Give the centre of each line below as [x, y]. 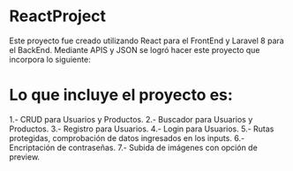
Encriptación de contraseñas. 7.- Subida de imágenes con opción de [133, 147]
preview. [25, 157]
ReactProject [58, 16]
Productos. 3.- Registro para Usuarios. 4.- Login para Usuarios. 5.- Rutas [142, 129]
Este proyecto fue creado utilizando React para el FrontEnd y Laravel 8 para [146, 41]
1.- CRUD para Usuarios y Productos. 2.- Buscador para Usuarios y [131, 119]
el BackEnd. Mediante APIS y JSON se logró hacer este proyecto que [135, 49]
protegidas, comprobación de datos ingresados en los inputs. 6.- [127, 138]
